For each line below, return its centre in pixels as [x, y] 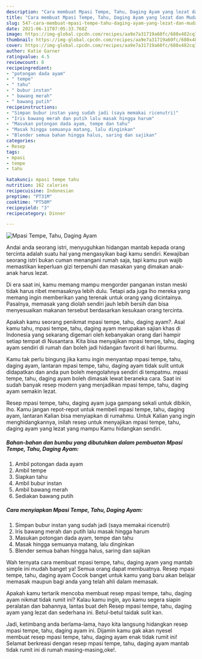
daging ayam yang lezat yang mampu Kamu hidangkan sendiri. [84, 429]
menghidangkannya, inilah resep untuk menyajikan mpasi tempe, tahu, [93, 422]
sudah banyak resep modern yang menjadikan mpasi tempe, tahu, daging [97, 385]
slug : [13, 23]
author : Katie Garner [33, 51]
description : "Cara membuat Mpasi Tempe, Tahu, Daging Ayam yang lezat [98, 12]
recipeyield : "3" [28, 208]
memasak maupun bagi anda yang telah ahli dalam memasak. [82, 582]
